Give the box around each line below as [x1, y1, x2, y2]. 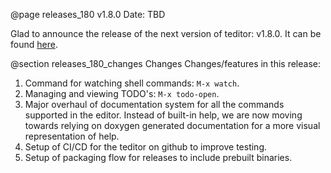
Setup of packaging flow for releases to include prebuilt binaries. [24, 152, 293, 163]
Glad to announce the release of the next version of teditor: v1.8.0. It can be [10, 28, 322, 39]
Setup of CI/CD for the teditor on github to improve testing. [24, 141, 268, 153]
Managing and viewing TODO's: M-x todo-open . [24, 88, 220, 99]
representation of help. [24, 130, 120, 142]
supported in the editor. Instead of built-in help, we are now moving [24, 109, 303, 121]
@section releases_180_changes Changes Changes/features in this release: [10, 58, 321, 69]
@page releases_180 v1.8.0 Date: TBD [10, 9, 166, 20]
